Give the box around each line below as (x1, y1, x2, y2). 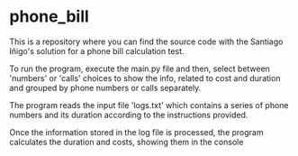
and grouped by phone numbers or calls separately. (9, 82, 202, 93)
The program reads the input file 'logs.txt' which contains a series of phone (9, 99, 290, 110)
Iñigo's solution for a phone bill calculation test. (9, 45, 185, 56)
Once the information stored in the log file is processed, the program (9, 126, 264, 137)
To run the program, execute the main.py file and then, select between (9, 63, 270, 74)
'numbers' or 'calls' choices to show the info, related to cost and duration (9, 72, 281, 83)
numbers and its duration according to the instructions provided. (9, 109, 248, 120)
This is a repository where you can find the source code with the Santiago (9, 36, 284, 47)
